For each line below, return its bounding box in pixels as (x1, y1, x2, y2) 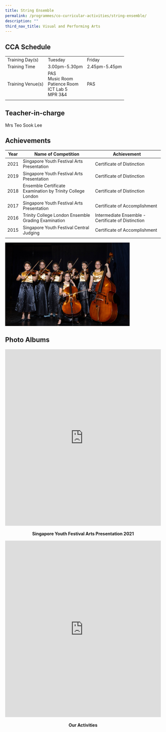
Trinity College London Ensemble (23, 212, 90, 218)
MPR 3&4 (47, 92, 67, 98)
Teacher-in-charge (5, 109, 65, 118)
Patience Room (47, 81, 79, 87)
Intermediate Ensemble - (95, 212, 146, 218)
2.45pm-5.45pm (86, 64, 122, 69)
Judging (23, 230, 40, 236)
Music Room (47, 76, 73, 82)
